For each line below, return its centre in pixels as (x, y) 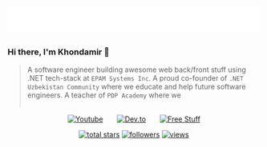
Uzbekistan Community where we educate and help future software (136, 86)
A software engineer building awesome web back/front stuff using (136, 70)
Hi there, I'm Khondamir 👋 (59, 52)
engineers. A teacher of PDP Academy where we (104, 95)
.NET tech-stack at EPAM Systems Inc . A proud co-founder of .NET (135, 77)
